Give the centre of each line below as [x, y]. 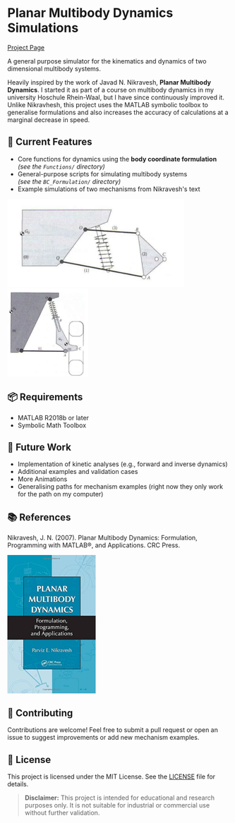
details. [18, 784]
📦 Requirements [45, 397]
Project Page [26, 47]
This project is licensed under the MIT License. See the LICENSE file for [112, 776]
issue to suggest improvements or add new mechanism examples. [103, 738]
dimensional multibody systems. [54, 68]
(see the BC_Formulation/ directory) [69, 181]
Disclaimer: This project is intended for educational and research [120, 798]
